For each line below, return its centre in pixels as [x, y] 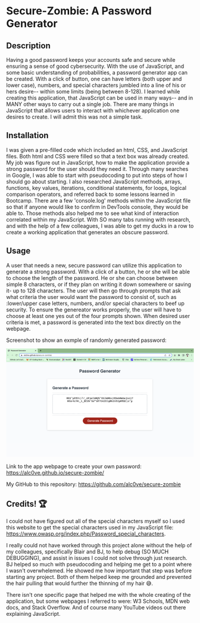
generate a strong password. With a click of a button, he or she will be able [98, 272]
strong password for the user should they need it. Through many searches [97, 169]
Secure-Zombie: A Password [79, 11]
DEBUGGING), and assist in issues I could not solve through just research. [97, 558]
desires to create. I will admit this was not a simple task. [74, 117]
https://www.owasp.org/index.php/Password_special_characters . [86, 534]
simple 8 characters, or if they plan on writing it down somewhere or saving [99, 284]
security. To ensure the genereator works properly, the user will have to [94, 309]
